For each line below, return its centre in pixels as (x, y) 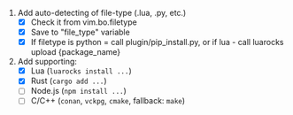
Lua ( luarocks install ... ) (81, 71)
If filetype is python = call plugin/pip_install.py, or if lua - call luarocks (157, 42)
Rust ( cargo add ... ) (69, 81)
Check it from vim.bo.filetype (84, 22)
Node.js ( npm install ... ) (78, 91)
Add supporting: (47, 62)
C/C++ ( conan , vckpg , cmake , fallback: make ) (108, 101)
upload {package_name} (76, 52)
